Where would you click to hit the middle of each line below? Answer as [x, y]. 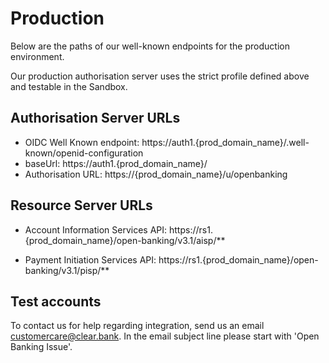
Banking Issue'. [41, 347]
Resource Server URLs [81, 205]
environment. [37, 56]
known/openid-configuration [84, 153]
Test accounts [56, 301]
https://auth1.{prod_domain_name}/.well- [225, 142]
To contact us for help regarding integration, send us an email [137, 326]
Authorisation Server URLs [95, 118]
